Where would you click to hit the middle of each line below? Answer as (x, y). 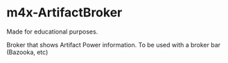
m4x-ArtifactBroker (64, 13)
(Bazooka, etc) (27, 52)
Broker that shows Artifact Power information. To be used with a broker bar (114, 45)
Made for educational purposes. (52, 32)
